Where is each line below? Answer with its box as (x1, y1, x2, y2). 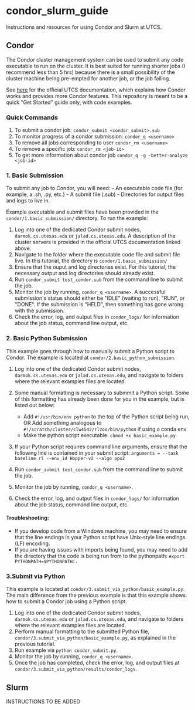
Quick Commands (6, 113, 59, 121)
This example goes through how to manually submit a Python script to (6, 347, 175, 354)
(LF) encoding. (14, 540, 50, 547)
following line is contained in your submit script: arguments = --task (14, 449, 179, 456)
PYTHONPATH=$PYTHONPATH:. (14, 559, 78, 564)
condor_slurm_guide (6, 4, 108, 18)
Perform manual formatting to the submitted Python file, (14, 628, 150, 635)
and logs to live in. (6, 197, 50, 204)
